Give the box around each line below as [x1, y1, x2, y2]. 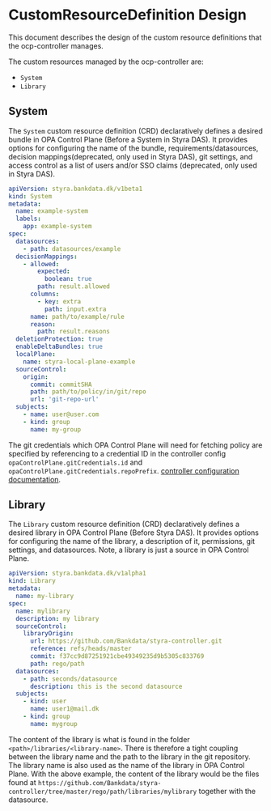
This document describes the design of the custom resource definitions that [8, 32, 262, 42]
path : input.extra [44, 305, 107, 313]
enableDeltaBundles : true [15, 342, 104, 351]
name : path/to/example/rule [29, 312, 125, 321]
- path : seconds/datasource [23, 674, 117, 683]
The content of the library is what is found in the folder [8, 734, 190, 744]
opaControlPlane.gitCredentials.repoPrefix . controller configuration [8, 465, 240, 475]
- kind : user [23, 698, 67, 706]
